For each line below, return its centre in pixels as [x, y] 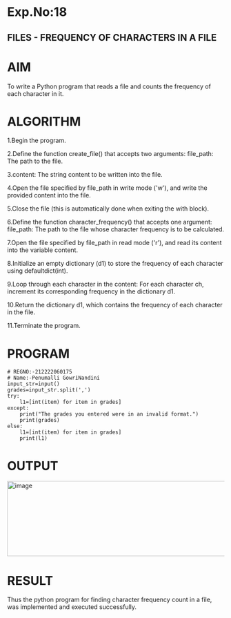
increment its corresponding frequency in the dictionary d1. [91, 291]
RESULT [30, 580]
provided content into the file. [49, 195]
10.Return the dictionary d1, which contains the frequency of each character [115, 305]
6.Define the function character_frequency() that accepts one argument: [110, 222]
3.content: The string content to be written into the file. [85, 175]
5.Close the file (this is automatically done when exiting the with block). [108, 209]
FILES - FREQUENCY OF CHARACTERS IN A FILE [112, 38]
